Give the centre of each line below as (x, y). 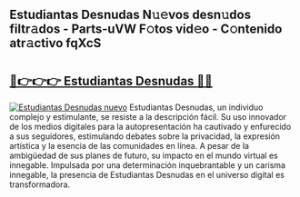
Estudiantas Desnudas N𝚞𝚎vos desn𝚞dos (130, 15)
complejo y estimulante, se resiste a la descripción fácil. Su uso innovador (148, 117)
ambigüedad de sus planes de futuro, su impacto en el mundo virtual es (144, 155)
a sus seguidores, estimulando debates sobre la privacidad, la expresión (145, 136)
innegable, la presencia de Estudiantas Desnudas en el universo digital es (147, 175)
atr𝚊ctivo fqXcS (55, 43)
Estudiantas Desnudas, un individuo (196, 107)
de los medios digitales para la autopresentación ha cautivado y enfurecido (150, 127)
